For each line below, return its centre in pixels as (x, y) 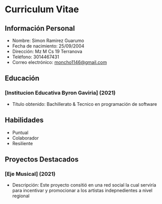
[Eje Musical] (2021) (30, 174)
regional (21, 196)
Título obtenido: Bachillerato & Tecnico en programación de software (85, 104)
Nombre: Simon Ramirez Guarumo (48, 40)
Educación (22, 78)
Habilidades (24, 120)
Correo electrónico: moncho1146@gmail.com (60, 62)
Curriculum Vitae (42, 9)
